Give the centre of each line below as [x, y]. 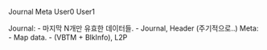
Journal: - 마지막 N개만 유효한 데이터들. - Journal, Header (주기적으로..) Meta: [133, 28]
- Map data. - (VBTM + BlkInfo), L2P [68, 37]
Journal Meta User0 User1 [51, 12]
